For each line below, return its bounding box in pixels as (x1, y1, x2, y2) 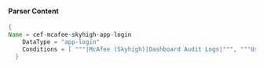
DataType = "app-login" (22, 38, 101, 46)
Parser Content (8, 6, 59, 16)
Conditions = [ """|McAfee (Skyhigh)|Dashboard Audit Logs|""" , (22, 45, 237, 53)
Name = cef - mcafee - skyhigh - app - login (8, 31, 132, 39)
